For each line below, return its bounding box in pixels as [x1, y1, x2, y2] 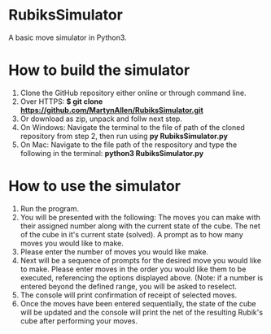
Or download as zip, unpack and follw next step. [20, 114, 183, 124]
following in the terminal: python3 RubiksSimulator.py [20, 148, 204, 158]
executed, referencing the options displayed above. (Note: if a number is [20, 272, 264, 282]
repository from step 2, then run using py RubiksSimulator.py [20, 131, 228, 141]
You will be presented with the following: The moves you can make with [20, 212, 260, 222]
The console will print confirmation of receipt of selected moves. [20, 290, 238, 300]
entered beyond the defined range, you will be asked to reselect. [20, 281, 238, 291]
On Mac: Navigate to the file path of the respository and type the [20, 140, 238, 150]
